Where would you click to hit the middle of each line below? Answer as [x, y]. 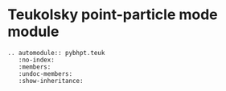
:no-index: [37, 60]
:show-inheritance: [51, 81]
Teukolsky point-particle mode [113, 15]
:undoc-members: [45, 73]
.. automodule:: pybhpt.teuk [56, 53]
